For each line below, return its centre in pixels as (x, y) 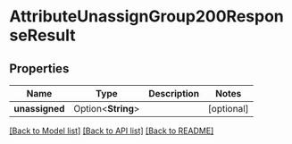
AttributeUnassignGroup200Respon (146, 17)
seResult (42, 35)
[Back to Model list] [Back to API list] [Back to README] (112, 131)
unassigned (39, 109)
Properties (39, 68)
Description (174, 93)
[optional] (228, 109)
